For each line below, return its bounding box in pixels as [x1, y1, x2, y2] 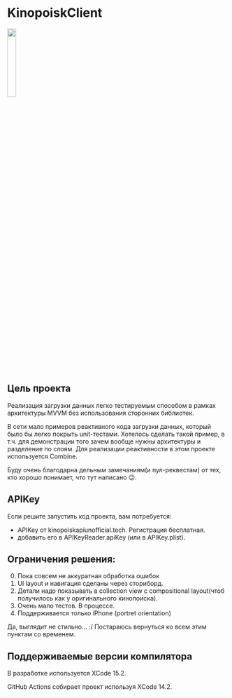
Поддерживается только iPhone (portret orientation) [17, 609, 171, 617]
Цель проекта [7, 383, 71, 395]
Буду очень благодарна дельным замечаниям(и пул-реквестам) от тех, [7, 465, 222, 474]
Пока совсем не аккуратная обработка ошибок [17, 572, 160, 580]
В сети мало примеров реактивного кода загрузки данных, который [7, 422, 212, 430]
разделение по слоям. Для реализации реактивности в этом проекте [7, 444, 215, 453]
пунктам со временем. [7, 630, 75, 638]
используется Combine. [7, 452, 78, 460]
